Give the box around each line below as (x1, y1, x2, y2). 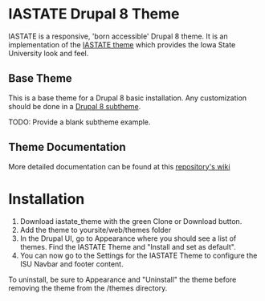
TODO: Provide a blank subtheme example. (8, 117, 151, 127)
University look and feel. (8, 48, 89, 58)
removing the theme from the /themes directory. (8, 283, 168, 293)
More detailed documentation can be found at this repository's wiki (8, 161, 230, 171)
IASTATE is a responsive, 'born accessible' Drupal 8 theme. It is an (8, 31, 228, 41)
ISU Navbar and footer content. (19, 258, 124, 269)
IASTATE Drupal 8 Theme (8, 5, 180, 23)
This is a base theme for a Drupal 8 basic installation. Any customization (8, 93, 247, 103)
